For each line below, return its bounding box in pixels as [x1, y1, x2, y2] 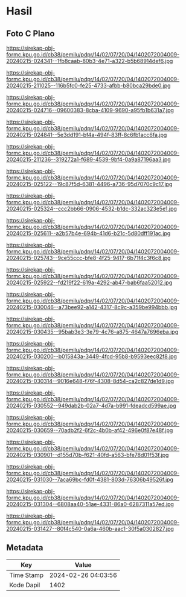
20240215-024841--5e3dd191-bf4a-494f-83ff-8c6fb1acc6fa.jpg [6, 132, 167, 138]
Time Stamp [9, 571, 44, 579]
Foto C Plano [6, 28, 55, 39]
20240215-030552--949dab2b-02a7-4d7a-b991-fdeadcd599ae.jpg [6, 402, 176, 409]
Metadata [6, 542, 43, 553]
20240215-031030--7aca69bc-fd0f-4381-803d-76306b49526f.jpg [6, 476, 174, 483]
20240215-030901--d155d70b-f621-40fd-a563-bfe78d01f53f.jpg [6, 452, 169, 458]
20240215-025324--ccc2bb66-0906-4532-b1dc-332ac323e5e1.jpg [6, 205, 177, 212]
